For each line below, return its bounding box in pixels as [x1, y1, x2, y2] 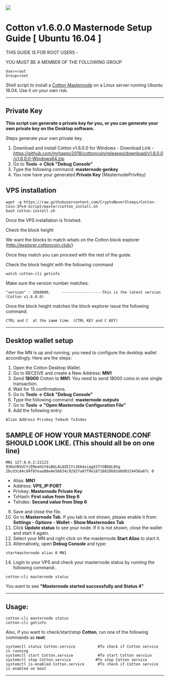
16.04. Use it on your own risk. [6, 87, 68, 93]
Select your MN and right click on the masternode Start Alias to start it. [13, 536, 160, 542]
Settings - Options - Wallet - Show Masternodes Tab [13, 520, 124, 526]
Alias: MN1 [13, 478, 36, 484]
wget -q [6, 199, 22, 205]
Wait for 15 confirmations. [13, 386, 66, 392]
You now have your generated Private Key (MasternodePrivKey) [13, 172, 146, 178]
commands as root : [6, 634, 46, 640]
